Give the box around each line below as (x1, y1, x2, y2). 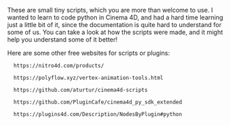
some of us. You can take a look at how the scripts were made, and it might (7, 28, 223, 36)
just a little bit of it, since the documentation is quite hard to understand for (7, 21, 222, 28)
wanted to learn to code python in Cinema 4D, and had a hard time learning (7, 13, 224, 22)
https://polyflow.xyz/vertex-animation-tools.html (13, 74, 164, 81)
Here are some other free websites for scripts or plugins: (7, 49, 171, 57)
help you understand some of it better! (7, 35, 118, 44)
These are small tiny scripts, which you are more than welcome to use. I (7, 6, 213, 14)
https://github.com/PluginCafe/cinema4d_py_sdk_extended (13, 99, 183, 106)
